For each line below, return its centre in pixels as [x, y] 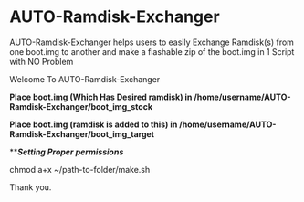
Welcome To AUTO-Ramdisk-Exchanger [85, 79]
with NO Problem [42, 61]
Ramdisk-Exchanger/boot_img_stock [81, 106]
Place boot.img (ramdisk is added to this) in [94, 124]
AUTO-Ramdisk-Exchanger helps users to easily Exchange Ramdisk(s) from [152, 42]
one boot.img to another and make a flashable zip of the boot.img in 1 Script [152, 51]
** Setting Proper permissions [67, 152]
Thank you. [31, 187]
